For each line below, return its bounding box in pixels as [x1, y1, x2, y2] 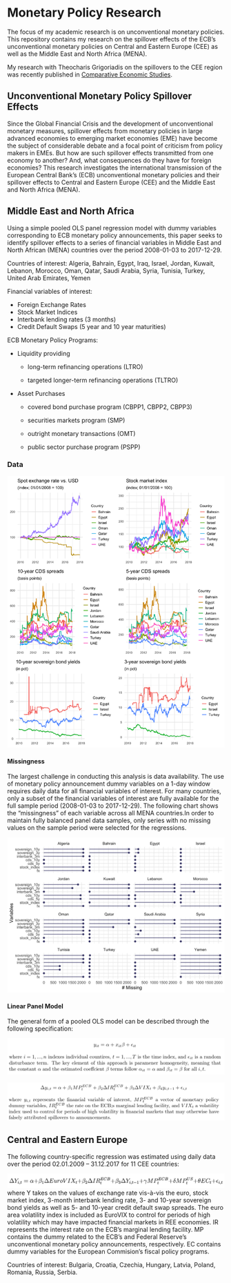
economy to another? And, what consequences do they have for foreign [7, 156, 212, 164]
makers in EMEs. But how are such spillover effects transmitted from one [7, 148, 214, 157]
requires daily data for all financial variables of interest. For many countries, [7, 787, 222, 795]
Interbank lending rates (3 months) [17, 315, 117, 324]
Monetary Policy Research [7, 5, 162, 21]
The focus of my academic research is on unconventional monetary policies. [7, 28, 225, 36]
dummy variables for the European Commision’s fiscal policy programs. [7, 1247, 210, 1255]
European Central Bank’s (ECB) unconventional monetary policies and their [7, 170, 220, 179]
